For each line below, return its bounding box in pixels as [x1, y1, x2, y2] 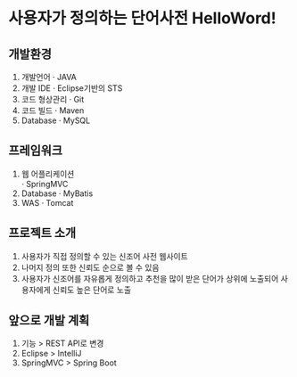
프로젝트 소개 [8, 225, 77, 241]
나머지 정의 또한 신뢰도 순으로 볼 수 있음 [21, 262, 160, 273]
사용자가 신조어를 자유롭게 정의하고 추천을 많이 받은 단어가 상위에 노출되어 [21, 273, 279, 283]
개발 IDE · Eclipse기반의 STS [21, 83, 123, 94]
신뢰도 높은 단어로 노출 [52, 284, 131, 295]
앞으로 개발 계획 [8, 313, 90, 328]
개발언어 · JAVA [21, 72, 78, 82]
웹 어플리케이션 [21, 168, 75, 179]
